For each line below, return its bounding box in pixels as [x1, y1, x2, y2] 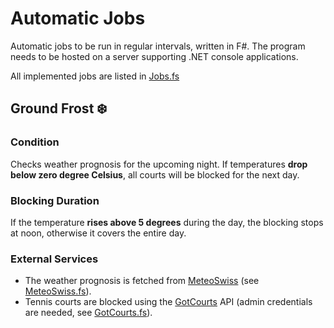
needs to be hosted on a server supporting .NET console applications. [10, 50, 299, 62]
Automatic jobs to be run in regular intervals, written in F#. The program [10, 40, 306, 52]
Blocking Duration [10, 193, 100, 207]
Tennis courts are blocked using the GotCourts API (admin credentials [24, 296, 313, 308]
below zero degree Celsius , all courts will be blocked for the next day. [10, 168, 300, 181]
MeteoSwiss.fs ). [24, 285, 92, 297]
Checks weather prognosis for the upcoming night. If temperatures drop [10, 158, 308, 170]
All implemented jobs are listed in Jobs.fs [10, 70, 180, 82]
